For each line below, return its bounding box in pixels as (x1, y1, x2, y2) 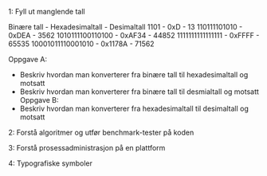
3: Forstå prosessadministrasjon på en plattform (8, 143, 166, 152)
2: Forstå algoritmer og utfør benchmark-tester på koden (8, 127, 194, 137)
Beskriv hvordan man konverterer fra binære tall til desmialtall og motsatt (19, 87, 259, 96)
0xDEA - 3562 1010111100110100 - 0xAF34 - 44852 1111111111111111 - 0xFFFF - (8, 31, 260, 40)
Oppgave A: (8, 55, 48, 64)
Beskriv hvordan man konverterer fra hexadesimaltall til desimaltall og (19, 104, 249, 113)
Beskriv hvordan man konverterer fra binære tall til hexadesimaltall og (19, 70, 249, 79)
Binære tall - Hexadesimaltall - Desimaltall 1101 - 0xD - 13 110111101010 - (8, 22, 243, 31)
